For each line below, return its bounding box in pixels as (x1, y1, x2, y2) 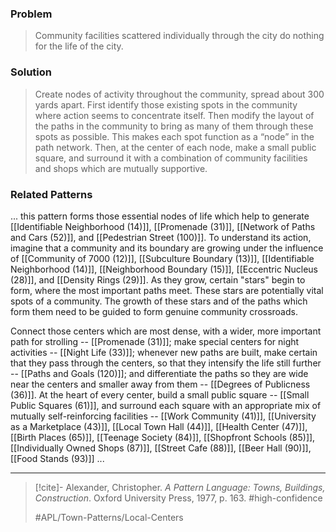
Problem (10, 7, 53, 21)
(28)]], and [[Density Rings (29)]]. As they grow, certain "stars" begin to (10, 273, 306, 286)
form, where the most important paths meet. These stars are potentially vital (10, 284, 324, 296)
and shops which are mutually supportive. (34, 162, 208, 174)
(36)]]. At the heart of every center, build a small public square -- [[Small (10, 388, 310, 401)
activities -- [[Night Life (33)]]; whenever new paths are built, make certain (10, 346, 318, 358)
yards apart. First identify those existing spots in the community (34, 98, 298, 111)
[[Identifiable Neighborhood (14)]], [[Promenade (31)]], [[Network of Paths (10, 220, 316, 232)
